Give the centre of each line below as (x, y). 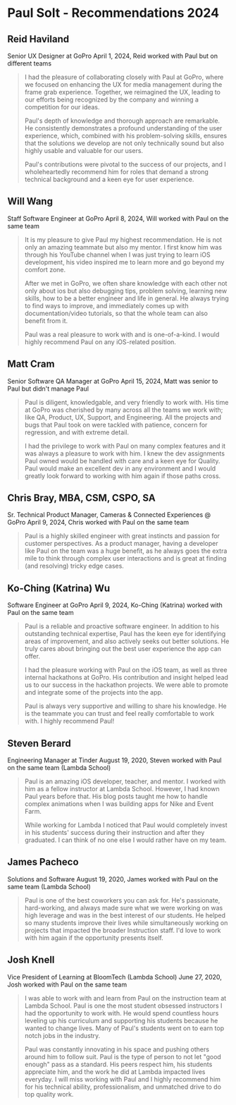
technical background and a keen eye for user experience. (109, 179)
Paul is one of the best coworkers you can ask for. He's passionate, (122, 900)
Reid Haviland (38, 39)
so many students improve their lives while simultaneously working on (126, 922)
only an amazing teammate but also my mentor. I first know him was (123, 247)
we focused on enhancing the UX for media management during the (123, 85)
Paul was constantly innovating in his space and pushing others (117, 1049)
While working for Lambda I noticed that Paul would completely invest (126, 825)
